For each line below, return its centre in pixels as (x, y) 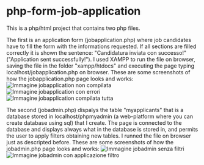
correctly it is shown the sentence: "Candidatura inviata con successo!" (97, 52)
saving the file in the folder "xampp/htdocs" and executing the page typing (100, 66)
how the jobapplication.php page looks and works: (70, 79)
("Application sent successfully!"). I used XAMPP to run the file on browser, (101, 59)
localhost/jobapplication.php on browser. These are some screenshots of (98, 72)
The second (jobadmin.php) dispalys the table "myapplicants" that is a (95, 110)
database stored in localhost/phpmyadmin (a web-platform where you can (100, 116)
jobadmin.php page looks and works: (53, 149)
